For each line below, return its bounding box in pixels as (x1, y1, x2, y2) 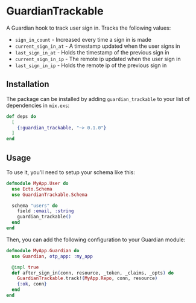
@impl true (11, 264, 39, 270)
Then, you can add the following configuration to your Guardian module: (6, 236, 186, 243)
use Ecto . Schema (11, 186, 52, 192)
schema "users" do (11, 203, 58, 209)
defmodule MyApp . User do (6, 180, 69, 186)
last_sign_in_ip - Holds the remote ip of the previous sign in (14, 62, 167, 69)
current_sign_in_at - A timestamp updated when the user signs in (14, 42, 180, 50)
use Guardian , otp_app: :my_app (11, 253, 93, 259)
